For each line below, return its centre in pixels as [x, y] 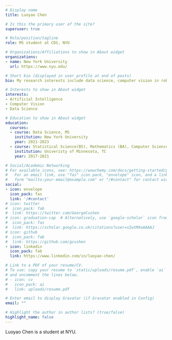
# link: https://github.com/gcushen [46, 242]
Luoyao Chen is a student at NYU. [41, 332]
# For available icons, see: [36, 170]
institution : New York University [51, 137]
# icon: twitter [23, 204]
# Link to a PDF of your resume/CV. [44, 265]
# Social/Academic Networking [38, 165]
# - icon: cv [19, 279]
